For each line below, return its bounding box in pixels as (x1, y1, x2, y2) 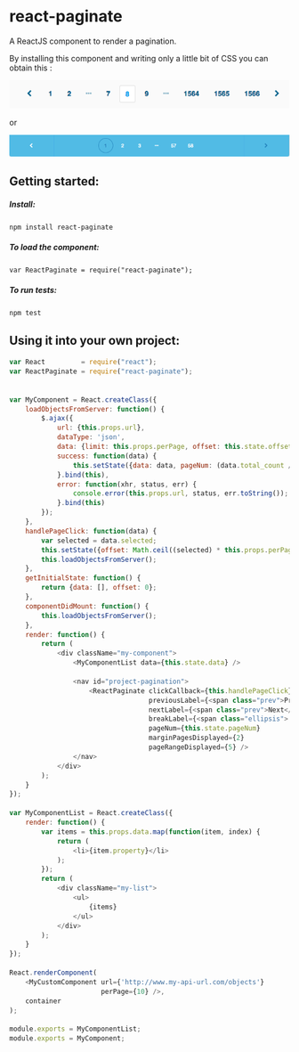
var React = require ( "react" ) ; (9, 358, 158, 367)
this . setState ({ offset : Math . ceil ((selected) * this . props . (41, 545, 269, 554)
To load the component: (9, 242, 100, 253)
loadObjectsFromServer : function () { (25, 404, 166, 413)
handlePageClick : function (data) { (25, 526, 158, 535)
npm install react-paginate (9, 223, 114, 232)
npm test (9, 309, 42, 318)
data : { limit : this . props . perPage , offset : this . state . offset (56, 443, 293, 452)
